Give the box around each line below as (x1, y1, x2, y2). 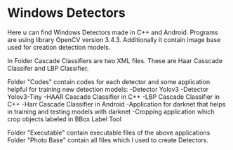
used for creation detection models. (7, 43, 111, 51)
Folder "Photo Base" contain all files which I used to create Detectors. (7, 135, 209, 144)
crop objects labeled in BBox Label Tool (7, 114, 121, 123)
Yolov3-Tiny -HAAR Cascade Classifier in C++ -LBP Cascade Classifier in (7, 93, 220, 101)
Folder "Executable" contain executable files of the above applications (7, 128, 211, 137)
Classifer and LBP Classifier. (7, 64, 89, 72)
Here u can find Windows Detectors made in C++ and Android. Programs (7, 28, 219, 36)
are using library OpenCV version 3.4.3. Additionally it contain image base (7, 35, 221, 43)
